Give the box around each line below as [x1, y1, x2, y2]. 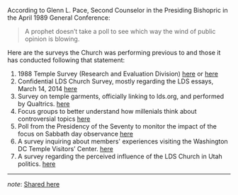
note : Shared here [7, 180, 60, 188]
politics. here [17, 160, 56, 168]
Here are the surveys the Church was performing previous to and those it [7, 49, 221, 57]
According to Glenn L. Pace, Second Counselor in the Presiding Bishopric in [7, 6, 228, 14]
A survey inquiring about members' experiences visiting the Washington [17, 137, 228, 146]
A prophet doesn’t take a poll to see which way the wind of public [24, 28, 216, 35]
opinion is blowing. [24, 35, 80, 43]
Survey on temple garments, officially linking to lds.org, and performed [17, 92, 225, 100]
